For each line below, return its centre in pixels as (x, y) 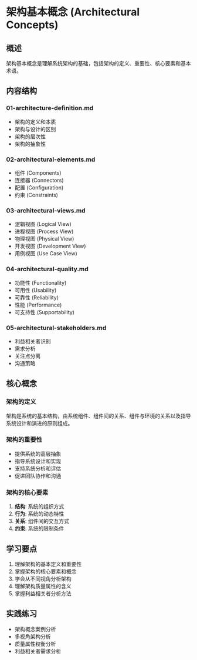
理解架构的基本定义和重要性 (48, 564)
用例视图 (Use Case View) (46, 254)
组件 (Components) (38, 173)
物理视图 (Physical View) (44, 239)
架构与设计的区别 (35, 129)
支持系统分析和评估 (38, 468)
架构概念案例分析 (35, 629)
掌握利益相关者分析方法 (43, 593)
